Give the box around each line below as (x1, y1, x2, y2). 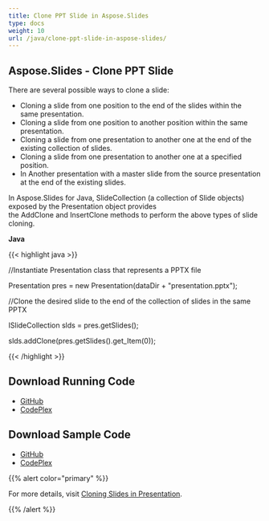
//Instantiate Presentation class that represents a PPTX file (8, 266, 202, 275)
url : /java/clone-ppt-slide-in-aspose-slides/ (8, 34, 167, 43)
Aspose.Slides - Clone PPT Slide (8, 63, 174, 77)
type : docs (8, 19, 45, 27)
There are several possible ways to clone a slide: (8, 85, 170, 95)
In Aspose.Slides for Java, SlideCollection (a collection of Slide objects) (8, 193, 245, 203)
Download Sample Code (8, 428, 131, 442)
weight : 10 (8, 26, 45, 35)
